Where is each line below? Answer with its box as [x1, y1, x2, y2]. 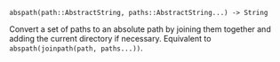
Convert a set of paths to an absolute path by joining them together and [9, 24, 271, 35]
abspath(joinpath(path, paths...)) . [9, 43, 144, 53]
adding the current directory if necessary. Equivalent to [9, 34, 212, 43]
